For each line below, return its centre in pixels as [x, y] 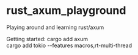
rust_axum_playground [66, 11]
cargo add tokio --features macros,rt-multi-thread [69, 45]
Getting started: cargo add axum [47, 39]
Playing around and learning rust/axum [55, 27]
